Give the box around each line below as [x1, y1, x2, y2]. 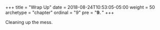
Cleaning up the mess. [5, 19, 53, 25]
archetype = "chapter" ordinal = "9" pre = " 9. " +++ [5, 9, 114, 15]
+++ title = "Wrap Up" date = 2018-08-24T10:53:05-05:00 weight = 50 [5, 4, 155, 10]
